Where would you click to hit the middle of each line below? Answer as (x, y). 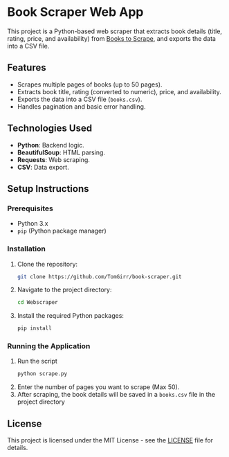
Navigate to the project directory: (64, 290)
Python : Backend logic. (51, 145)
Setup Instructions (48, 189)
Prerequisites (30, 208)
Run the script (37, 361)
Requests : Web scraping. (53, 159)
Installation (27, 249)
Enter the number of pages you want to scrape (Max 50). (98, 387)
